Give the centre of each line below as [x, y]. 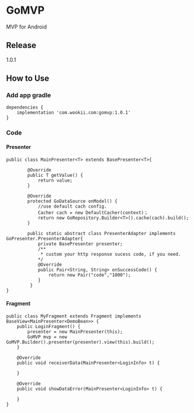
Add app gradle [29, 96]
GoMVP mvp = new [47, 337]
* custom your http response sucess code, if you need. [111, 254]
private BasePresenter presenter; [80, 244]
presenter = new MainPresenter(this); [75, 332]
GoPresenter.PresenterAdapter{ [45, 239]
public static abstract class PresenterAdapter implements [102, 233]
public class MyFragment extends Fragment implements [74, 316]
